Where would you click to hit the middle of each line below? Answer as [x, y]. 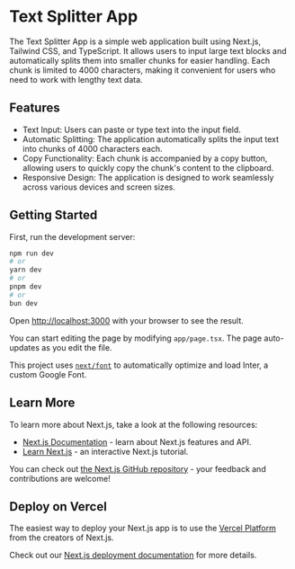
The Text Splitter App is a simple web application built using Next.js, [135, 41]
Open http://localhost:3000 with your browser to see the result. [127, 320]
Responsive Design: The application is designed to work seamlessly [148, 177]
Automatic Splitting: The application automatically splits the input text [151, 139]
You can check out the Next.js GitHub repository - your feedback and [138, 468]
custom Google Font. [48, 374]
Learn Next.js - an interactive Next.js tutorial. [105, 451]
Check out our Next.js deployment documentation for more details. [133, 556]
